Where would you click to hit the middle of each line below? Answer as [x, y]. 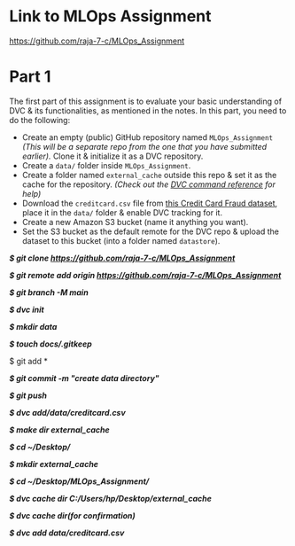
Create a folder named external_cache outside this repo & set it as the [149, 175]
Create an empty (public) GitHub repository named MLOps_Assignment [147, 137]
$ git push [28, 395]
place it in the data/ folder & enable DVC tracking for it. [122, 212]
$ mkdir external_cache [54, 464]
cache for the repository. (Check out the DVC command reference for [149, 184]
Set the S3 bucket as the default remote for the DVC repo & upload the [150, 231]
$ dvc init [27, 309]
